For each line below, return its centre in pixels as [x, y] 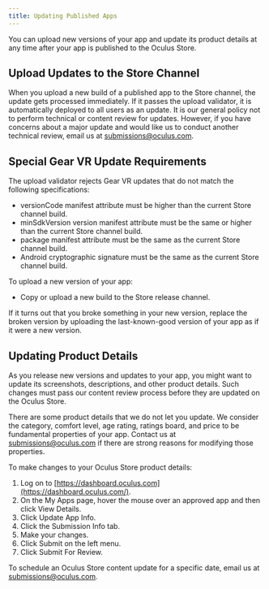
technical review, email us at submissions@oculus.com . [101, 136]
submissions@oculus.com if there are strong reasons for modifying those [131, 443]
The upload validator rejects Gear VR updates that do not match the [121, 181]
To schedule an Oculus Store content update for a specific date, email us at [134, 568]
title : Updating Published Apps [63, 16]
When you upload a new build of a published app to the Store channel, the [132, 93]
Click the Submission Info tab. [70, 526]
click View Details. [51, 509]
